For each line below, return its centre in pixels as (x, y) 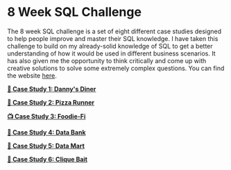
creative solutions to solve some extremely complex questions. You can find (116, 68)
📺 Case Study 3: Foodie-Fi (46, 116)
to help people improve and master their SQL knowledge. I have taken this (113, 38)
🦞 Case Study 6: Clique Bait (48, 159)
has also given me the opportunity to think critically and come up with (107, 60)
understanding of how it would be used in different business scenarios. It (112, 53)
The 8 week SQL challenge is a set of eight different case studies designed (114, 31)
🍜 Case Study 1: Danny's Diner (52, 89)
